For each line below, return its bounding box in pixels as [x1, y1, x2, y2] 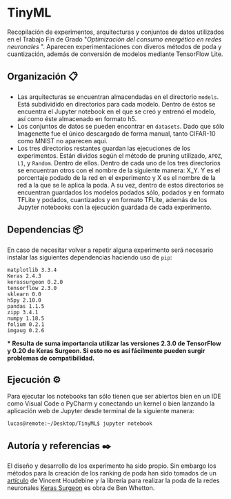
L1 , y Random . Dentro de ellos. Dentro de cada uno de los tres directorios [17, 158, 221, 167]
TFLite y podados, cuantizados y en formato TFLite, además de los [17, 195, 208, 203]
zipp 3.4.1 [7, 309, 39, 316]
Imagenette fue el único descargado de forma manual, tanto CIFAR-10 [17, 129, 216, 138]
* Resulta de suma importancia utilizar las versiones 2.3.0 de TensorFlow [7, 339, 221, 347]
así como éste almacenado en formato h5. [17, 114, 137, 123]
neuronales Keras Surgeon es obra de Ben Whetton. [7, 484, 155, 492]
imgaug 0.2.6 [7, 327, 45, 334]
